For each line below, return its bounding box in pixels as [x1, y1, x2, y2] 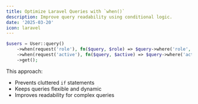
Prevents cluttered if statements [14, 79, 95, 86]
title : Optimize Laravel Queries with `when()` [6, 8, 126, 15]
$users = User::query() [6, 41, 65, 47]
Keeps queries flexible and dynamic [14, 85, 102, 92]
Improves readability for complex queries [14, 91, 115, 98]
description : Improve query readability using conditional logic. [6, 14, 173, 20]
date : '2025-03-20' [6, 19, 54, 25]
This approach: [6, 68, 43, 75]
